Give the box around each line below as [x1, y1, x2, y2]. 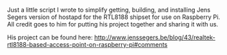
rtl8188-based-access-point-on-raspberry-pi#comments [7, 41, 168, 48]
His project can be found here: [7, 33, 93, 41]
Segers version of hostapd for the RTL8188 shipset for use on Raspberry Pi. [7, 13, 221, 21]
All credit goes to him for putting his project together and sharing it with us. [7, 20, 219, 28]
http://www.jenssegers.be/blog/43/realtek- [94, 33, 216, 41]
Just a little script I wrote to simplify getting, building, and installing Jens [7, 6, 211, 14]
